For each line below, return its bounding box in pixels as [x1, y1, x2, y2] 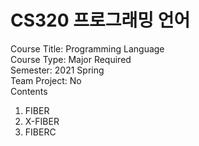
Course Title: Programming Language [10, 42, 165, 55]
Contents [10, 85, 48, 97]
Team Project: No [10, 74, 82, 86]
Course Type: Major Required [10, 53, 132, 65]
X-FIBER [24, 115, 60, 127]
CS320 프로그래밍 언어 [10, 9, 191, 32]
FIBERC [24, 126, 57, 138]
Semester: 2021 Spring [10, 64, 105, 76]
